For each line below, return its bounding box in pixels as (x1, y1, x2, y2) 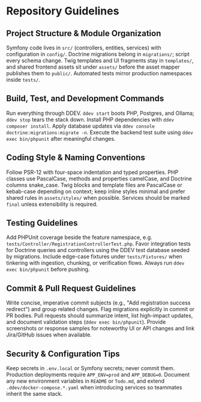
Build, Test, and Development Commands (6, 93, 164, 104)
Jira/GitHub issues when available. (6, 331, 92, 338)
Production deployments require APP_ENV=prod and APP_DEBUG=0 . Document (6, 371, 190, 379)
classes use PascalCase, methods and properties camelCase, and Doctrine (6, 175, 192, 182)
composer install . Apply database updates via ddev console (6, 122, 155, 129)
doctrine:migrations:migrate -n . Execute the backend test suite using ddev (6, 128, 193, 136)
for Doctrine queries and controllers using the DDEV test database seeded (6, 247, 190, 254)
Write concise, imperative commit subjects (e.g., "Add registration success (6, 299, 191, 306)
